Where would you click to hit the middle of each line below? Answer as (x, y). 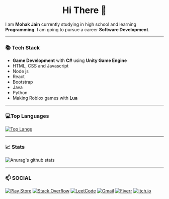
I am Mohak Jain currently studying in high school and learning (71, 24)
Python (20, 93)
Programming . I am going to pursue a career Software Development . (77, 29)
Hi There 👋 (84, 10)
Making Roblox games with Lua (45, 98)
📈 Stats (15, 147)
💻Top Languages (27, 116)
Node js (21, 71)
